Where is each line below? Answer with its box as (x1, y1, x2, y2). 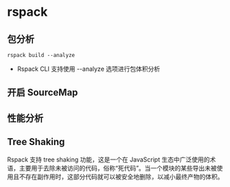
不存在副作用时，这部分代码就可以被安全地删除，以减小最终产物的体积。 (19, 173, 224, 181)
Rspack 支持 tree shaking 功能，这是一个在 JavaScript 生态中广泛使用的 (7, 155, 210, 164)
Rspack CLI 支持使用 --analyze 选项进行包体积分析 (16, 65, 160, 73)
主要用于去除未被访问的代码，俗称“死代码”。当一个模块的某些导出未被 (19, 164, 218, 172)
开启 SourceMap (7, 87, 78, 98)
